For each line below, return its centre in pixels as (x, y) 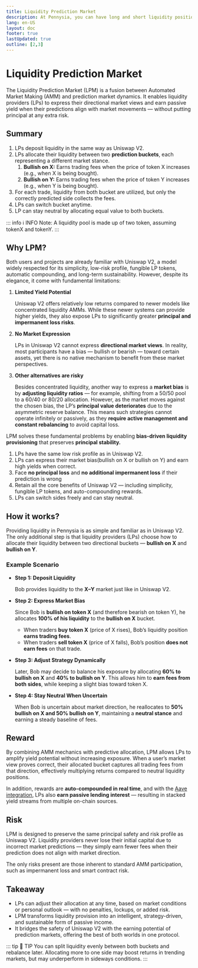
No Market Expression (42, 334)
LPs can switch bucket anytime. (53, 204)
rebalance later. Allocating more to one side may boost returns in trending (95, 952)
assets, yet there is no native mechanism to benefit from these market (99, 358)
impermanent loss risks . (45, 322)
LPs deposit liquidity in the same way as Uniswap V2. (79, 148)
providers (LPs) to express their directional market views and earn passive (96, 102)
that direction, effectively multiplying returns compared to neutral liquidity (95, 771)
